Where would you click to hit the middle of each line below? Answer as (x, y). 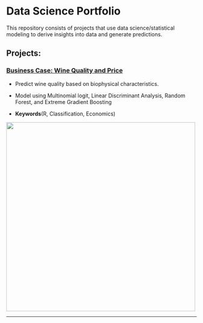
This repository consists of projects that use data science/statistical (91, 28)
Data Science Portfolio (63, 11)
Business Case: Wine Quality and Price (65, 71)
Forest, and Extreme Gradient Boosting (63, 102)
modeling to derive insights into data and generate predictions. (84, 34)
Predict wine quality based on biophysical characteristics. (87, 83)
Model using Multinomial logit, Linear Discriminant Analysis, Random (100, 96)
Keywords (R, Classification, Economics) (65, 114)
